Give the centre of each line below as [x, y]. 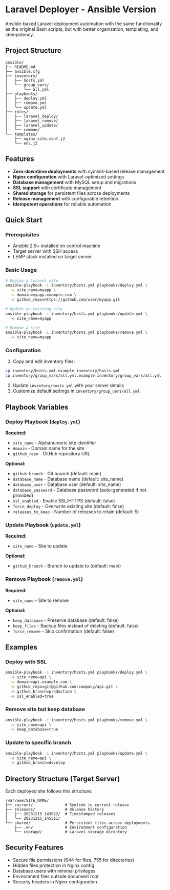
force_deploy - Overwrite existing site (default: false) [68, 506]
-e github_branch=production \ [43, 691]
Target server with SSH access [45, 251]
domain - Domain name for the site [48, 448]
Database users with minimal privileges [54, 871]
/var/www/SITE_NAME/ [27, 801]
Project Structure [33, 50]
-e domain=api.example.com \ [41, 682]
